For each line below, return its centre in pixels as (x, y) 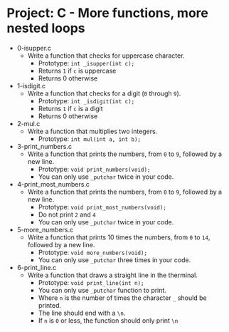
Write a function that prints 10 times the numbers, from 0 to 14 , (119, 237)
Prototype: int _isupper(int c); (86, 63)
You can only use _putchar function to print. (102, 290)
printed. (50, 305)
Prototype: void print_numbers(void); (94, 169)
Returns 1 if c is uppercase (77, 71)
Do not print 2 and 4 (67, 214)
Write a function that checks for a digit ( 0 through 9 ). (104, 93)
